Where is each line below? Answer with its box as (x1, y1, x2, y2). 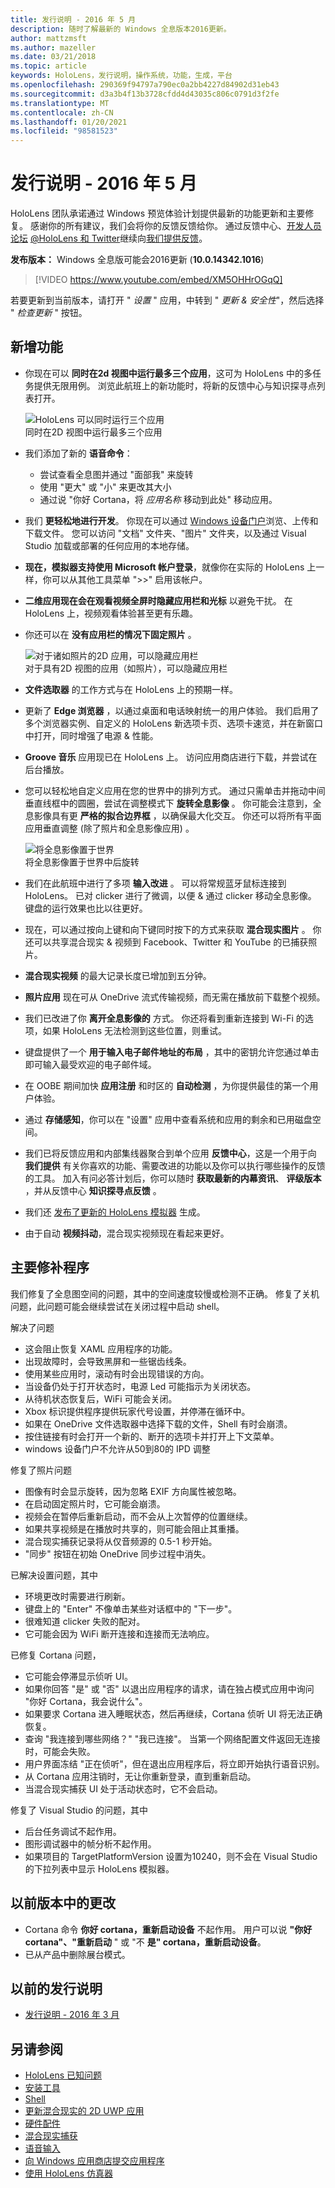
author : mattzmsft (10, 33, 87, 43)
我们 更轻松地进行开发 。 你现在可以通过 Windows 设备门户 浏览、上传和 (24, 514, 319, 526)
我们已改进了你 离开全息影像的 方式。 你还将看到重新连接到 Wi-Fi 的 (24, 1012, 305, 1024)
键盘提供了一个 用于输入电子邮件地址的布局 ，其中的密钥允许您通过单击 (24, 1046, 320, 1058)
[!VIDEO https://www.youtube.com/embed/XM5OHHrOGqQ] (34, 274, 283, 286)
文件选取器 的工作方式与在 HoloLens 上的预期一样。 (24, 683, 238, 695)
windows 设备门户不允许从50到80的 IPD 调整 (24, 1442, 211, 1455)
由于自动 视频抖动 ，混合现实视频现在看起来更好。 (24, 1227, 230, 1239)
